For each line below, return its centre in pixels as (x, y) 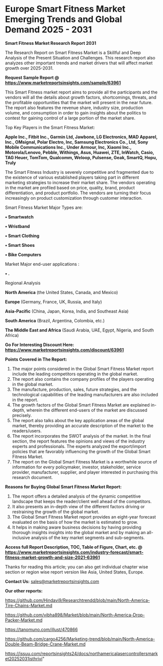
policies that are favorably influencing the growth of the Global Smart (81, 451)
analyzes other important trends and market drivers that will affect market (79, 63)
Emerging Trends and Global (64, 19)
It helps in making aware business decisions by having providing (77, 527)
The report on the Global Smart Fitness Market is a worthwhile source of (84, 462)
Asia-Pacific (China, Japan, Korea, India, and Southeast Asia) (67, 311)
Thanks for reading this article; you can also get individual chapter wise (77, 567)
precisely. (22, 415)
